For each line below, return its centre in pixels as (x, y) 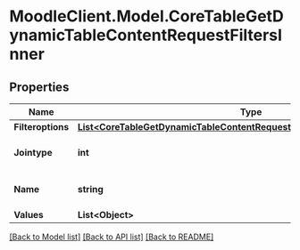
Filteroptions (42, 127)
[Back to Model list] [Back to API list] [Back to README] (112, 237)
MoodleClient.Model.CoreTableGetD (146, 16)
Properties (39, 87)
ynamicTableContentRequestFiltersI (146, 35)
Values (29, 215)
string (91, 189)
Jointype (33, 153)
